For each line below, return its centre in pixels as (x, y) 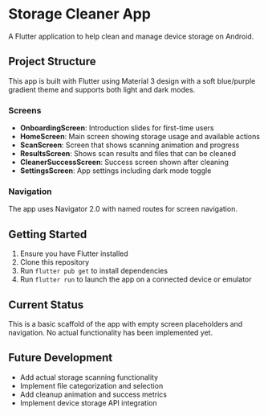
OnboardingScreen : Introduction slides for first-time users (117, 128)
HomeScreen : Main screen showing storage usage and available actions (140, 137)
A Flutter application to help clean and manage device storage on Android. (131, 36)
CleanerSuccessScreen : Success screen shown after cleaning (124, 163)
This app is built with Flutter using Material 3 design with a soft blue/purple (132, 80)
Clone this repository (55, 262)
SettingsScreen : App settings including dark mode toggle (116, 171)
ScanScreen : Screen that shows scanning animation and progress (130, 145)
